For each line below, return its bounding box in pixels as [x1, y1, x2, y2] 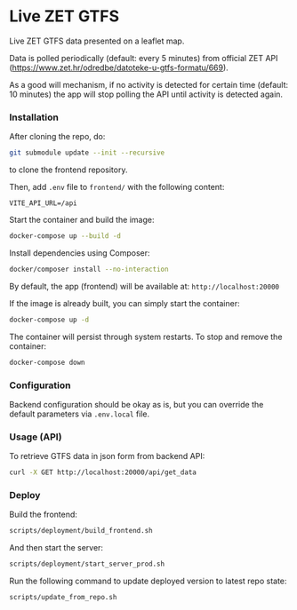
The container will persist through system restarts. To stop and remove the [9, 331, 283, 342]
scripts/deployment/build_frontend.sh [9, 527, 153, 535]
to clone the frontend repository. [9, 164, 128, 175]
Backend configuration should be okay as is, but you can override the [9, 399, 264, 409]
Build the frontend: [9, 509, 78, 520]
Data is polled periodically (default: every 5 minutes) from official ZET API [9, 52, 278, 63]
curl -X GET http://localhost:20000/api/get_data [9, 468, 197, 477]
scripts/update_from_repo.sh [9, 593, 117, 602]
